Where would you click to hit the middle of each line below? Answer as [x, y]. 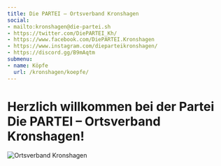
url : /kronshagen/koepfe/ [51, 72]
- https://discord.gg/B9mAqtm [51, 53]
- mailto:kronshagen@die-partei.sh [59, 27]
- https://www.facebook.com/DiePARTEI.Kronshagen [81, 40]
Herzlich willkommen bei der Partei [111, 106]
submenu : [20, 59]
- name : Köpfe [28, 66]
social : [19, 20]
